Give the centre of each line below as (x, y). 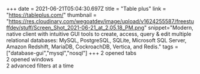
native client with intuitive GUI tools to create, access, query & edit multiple (99, 34)
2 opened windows (30, 59)
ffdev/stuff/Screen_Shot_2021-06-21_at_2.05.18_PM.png (75, 27)
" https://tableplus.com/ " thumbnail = (52, 15)
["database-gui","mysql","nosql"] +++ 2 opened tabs (71, 53)
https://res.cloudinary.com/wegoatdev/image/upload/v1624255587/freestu (101, 21)
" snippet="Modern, (169, 27)
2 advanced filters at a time (40, 66)
